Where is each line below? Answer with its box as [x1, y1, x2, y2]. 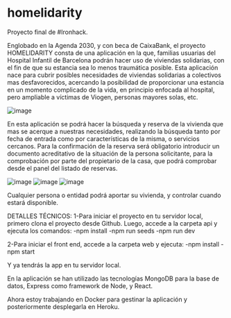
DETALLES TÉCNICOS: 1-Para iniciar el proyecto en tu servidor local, [7, 212, 203, 220]
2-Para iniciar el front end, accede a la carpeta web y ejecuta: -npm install [7, 240, 220, 248]
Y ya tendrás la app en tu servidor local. [7, 260, 121, 269]
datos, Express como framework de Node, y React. [7, 281, 153, 290]
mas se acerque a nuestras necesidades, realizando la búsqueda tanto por [7, 127, 221, 135]
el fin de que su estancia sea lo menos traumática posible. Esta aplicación [7, 63, 219, 72]
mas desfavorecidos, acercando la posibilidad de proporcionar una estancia [7, 78, 224, 86]
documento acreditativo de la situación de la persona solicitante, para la [7, 149, 213, 158]
